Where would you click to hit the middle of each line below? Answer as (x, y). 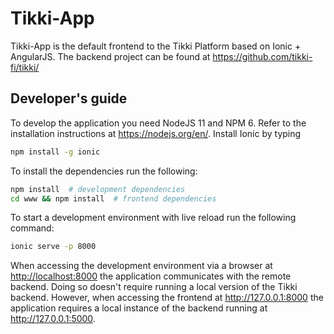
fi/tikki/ (25, 67)
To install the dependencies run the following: (104, 171)
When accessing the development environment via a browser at (141, 266)
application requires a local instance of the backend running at (139, 308)
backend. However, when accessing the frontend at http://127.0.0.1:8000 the (167, 298)
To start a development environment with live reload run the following (153, 218)
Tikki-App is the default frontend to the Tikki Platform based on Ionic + (156, 46)
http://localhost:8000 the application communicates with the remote (151, 276)
